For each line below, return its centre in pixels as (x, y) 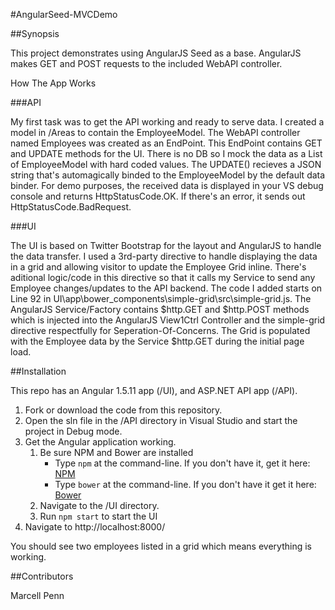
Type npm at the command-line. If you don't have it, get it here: (182, 463)
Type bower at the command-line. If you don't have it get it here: (185, 484)
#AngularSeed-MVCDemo (64, 14)
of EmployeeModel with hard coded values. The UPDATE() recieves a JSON (166, 164)
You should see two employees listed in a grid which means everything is (161, 546)
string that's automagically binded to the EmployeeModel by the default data (168, 175)
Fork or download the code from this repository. (123, 410)
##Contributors (42, 576)
